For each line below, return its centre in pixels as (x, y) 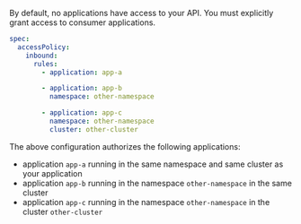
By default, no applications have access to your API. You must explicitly (142, 13)
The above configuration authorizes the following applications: (125, 146)
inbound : (42, 56)
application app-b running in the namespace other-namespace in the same (157, 183)
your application (52, 173)
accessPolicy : (44, 47)
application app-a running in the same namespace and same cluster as (153, 164)
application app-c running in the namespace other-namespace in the (146, 202)
